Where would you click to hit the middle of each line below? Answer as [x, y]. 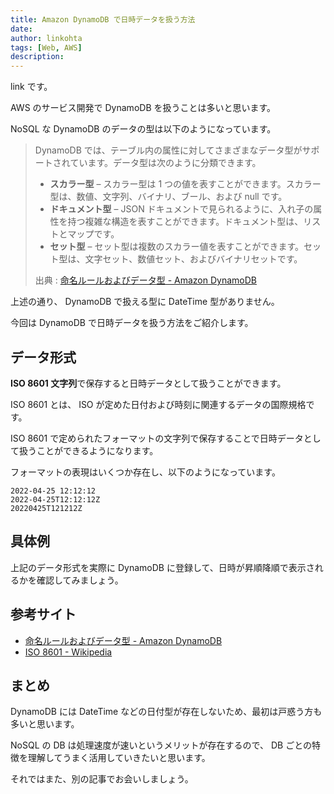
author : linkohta [46, 38]
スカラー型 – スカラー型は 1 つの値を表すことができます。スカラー [185, 184]
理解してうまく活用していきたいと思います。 [119, 758]
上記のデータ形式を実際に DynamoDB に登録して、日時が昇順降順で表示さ [162, 567]
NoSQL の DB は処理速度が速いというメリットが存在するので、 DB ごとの [161, 745]
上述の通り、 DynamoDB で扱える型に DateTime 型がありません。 [145, 302]
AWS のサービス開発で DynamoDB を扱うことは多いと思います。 [143, 108]
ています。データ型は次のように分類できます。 [165, 163]
